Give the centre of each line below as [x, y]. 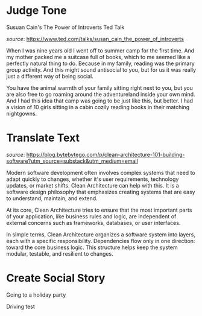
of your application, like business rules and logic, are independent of [91, 216]
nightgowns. [22, 113]
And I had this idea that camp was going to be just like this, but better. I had [100, 101]
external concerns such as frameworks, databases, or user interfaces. [93, 223]
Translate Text [43, 138]
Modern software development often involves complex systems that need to [101, 172]
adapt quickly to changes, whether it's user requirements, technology [93, 179]
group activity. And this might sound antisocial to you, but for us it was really [101, 69]
